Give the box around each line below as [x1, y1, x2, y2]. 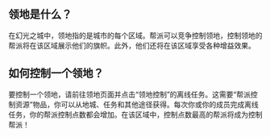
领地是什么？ [8, 7, 73, 22]
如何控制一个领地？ [8, 67, 104, 81]
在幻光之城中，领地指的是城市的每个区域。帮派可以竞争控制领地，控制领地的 [8, 31, 263, 40]
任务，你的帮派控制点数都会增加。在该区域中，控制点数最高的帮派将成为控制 [8, 110, 263, 119]
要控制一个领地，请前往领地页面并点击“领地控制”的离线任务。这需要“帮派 [8, 89, 251, 99]
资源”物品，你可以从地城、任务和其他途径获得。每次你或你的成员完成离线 [15, 99, 260, 109]
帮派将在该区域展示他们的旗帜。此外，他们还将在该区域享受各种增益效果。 [8, 40, 255, 50]
